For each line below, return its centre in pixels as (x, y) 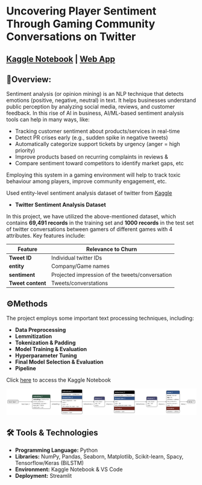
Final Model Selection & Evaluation (59, 362)
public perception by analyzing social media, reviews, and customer (90, 107)
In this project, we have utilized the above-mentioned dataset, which (91, 217)
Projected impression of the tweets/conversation (112, 274)
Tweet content (27, 283)
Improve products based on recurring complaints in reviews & (92, 157)
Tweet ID (20, 258)
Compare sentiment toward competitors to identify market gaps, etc (99, 163)
